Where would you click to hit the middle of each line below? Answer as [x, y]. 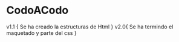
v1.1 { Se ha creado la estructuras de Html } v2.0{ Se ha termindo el [90, 27]
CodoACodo [37, 10]
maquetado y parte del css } [41, 33]
